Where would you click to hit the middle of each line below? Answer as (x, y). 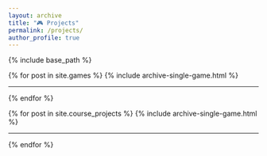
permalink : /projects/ (46, 30)
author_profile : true (44, 38)
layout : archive (35, 15)
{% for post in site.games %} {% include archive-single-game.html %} (123, 75)
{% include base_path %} (50, 60)
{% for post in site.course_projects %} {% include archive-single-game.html (133, 114)
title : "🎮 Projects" (44, 23)
